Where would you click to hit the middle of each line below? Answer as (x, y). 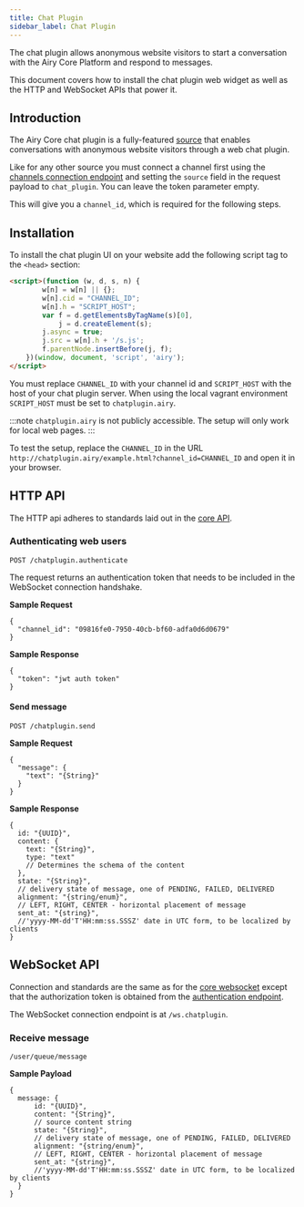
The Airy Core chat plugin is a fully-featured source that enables (130, 140)
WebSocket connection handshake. (76, 587)
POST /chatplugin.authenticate (69, 560)
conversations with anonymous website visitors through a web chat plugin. (150, 150)
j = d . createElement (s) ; (105, 324)
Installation (42, 233)
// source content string (82, 1122)
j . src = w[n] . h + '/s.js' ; (93, 341)
